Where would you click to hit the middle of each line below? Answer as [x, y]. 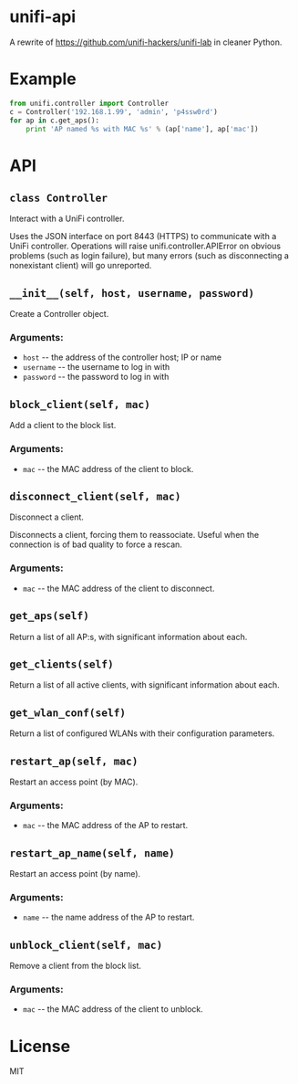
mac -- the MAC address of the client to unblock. [113, 1009]
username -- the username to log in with [96, 367]
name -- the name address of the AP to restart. [108, 917]
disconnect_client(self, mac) [95, 496]
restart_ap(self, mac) [74, 761]
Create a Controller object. [59, 314]
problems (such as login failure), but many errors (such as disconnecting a [149, 256]
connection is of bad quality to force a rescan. [96, 544]
